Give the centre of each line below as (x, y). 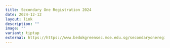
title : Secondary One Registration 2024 (49, 10)
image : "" (16, 28)
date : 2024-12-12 (24, 14)
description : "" (22, 24)
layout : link (19, 19)
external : (16, 38)
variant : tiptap (22, 33)
